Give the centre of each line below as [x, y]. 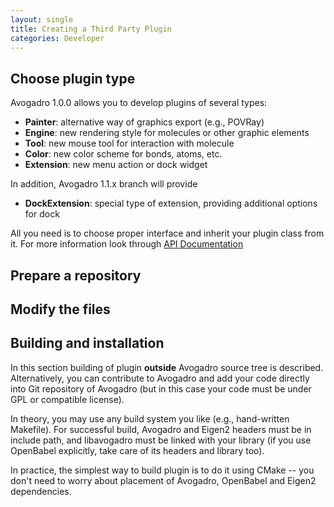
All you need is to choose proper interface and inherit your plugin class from [167, 233]
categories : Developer [57, 38]
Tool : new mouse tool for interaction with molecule [129, 143]
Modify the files [60, 309]
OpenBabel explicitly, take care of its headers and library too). [137, 450]
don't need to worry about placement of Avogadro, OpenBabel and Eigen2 [163, 480]
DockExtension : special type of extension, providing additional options [171, 203]
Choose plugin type [73, 78]
